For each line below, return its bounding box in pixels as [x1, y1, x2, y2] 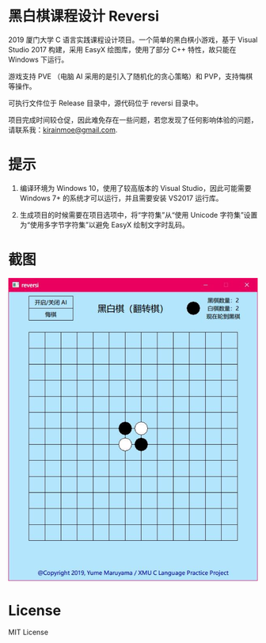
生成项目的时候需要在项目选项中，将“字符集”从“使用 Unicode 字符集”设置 [19, 210, 258, 219]
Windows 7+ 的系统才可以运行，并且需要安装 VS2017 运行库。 [19, 193, 223, 203]
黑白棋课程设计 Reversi [8, 7, 160, 25]
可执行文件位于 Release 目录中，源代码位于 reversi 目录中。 [8, 98, 203, 108]
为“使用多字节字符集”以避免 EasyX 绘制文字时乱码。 [19, 219, 190, 230]
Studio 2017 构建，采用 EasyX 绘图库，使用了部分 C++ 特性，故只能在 [8, 44, 237, 54]
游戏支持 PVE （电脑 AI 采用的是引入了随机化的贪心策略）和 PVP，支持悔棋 [8, 71, 253, 81]
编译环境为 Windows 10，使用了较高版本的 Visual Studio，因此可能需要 [19, 183, 252, 192]
